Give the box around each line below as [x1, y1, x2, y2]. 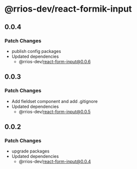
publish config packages [11, 48, 61, 54]
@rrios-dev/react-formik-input [4, 3, 132, 15]
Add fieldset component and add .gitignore [11, 98, 98, 104]
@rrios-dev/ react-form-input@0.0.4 [18, 159, 91, 165]
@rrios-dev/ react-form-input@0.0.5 [18, 108, 91, 115]
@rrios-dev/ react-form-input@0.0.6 [18, 58, 91, 64]
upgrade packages [11, 148, 50, 154]
